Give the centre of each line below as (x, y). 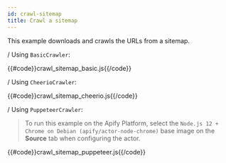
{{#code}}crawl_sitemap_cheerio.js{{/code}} (73, 96)
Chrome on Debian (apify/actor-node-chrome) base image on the (120, 130)
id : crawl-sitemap (34, 14)
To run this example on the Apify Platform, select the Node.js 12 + (122, 123)
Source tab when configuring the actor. (82, 138)
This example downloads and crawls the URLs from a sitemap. (99, 40)
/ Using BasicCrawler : (39, 55)
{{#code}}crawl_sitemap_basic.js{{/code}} (70, 68)
